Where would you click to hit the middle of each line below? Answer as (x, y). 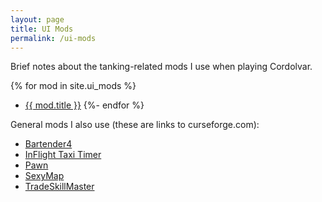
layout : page (37, 19)
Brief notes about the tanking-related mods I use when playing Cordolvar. (161, 67)
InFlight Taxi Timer (63, 155)
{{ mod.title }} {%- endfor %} (84, 105)
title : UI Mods (42, 29)
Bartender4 (48, 144)
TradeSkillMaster (59, 187)
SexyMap (44, 176)
